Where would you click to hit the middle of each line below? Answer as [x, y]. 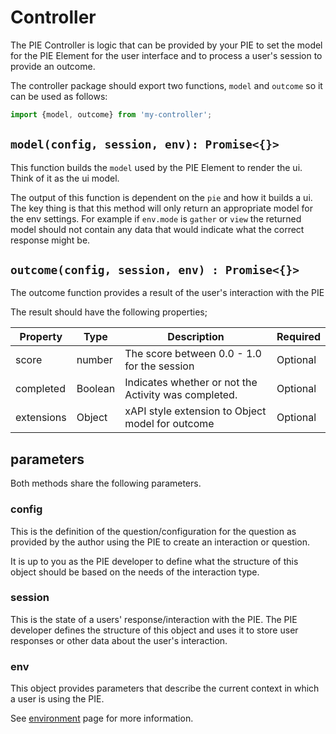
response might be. [50, 240]
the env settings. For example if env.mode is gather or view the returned [156, 218]
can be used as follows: [59, 96]
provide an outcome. [53, 66]
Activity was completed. [181, 395]
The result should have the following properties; [109, 312]
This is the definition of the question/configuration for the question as [153, 531]
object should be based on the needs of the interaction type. [135, 572]
